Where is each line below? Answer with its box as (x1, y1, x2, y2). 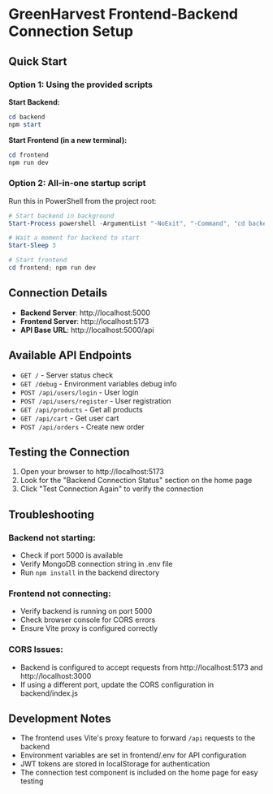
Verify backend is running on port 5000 (19, 606, 153, 616)
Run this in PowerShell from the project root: (8, 196, 157, 205)
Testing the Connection (8, 445, 130, 459)
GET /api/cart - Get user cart (19, 413, 119, 423)
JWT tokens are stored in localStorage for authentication (19, 759, 210, 769)
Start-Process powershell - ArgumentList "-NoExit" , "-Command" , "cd (8, 219, 245, 227)
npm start (8, 120, 42, 128)
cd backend (8, 113, 45, 121)
